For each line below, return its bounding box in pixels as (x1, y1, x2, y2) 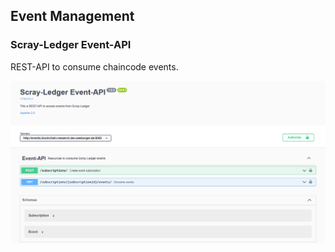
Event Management (10, 8, 135, 25)
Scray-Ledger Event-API (10, 38, 132, 52)
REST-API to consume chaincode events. (10, 60, 179, 73)
